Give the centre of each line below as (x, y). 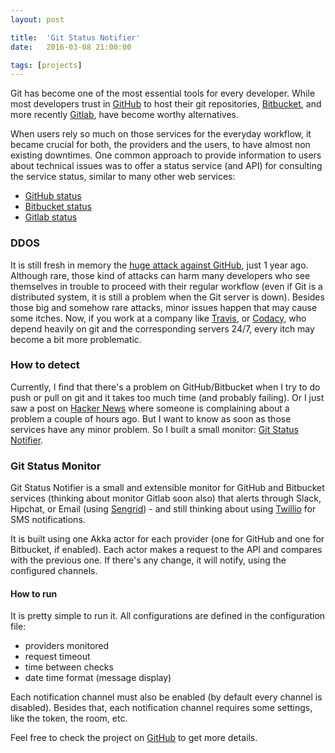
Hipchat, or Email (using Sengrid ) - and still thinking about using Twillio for (163, 509)
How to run (34, 593)
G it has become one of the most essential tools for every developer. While (163, 93)
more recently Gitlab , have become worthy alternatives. (125, 115)
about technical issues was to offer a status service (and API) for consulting (166, 166)
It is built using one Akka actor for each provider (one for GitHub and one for (167, 539)
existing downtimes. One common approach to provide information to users (166, 155)
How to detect (45, 365)
